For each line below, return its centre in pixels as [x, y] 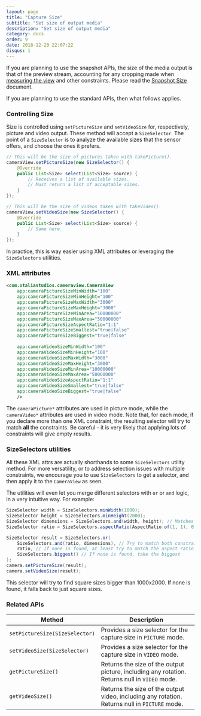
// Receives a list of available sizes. [79, 179]
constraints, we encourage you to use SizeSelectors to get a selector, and [98, 475]
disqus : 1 [19, 51]
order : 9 [17, 39]
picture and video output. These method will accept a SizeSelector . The [95, 133]
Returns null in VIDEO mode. [139, 680]
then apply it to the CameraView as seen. [54, 482]
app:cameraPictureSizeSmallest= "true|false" [73, 330]
